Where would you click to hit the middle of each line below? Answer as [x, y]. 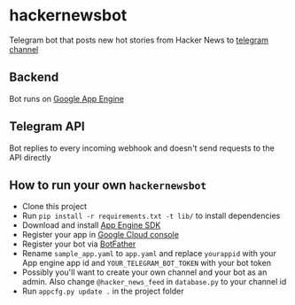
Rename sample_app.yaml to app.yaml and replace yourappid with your [149, 254]
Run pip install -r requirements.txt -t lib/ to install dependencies [151, 216]
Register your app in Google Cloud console [101, 235]
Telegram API [47, 126]
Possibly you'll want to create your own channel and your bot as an [144, 272]
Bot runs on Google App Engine [66, 98]
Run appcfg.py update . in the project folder [103, 291]
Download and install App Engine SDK [91, 225]
